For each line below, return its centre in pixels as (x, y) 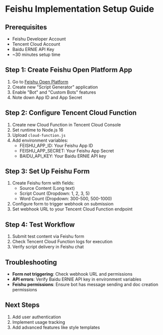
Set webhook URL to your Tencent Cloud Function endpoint (72, 209)
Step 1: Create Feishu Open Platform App (69, 70)
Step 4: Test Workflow (40, 224)
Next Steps (22, 305)
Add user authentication (37, 317)
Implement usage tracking (39, 322)
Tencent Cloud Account (36, 44)
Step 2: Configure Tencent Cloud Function (71, 113)
